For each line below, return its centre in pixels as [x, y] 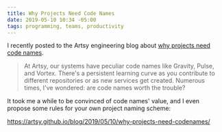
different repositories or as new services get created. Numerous [114, 81]
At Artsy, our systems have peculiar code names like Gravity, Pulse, [119, 66]
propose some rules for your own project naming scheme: [89, 108]
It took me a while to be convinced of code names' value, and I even [103, 101]
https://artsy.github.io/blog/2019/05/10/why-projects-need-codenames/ [109, 122]
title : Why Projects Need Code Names [61, 13]
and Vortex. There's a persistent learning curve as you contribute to [120, 73]
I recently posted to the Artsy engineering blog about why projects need [109, 46]
